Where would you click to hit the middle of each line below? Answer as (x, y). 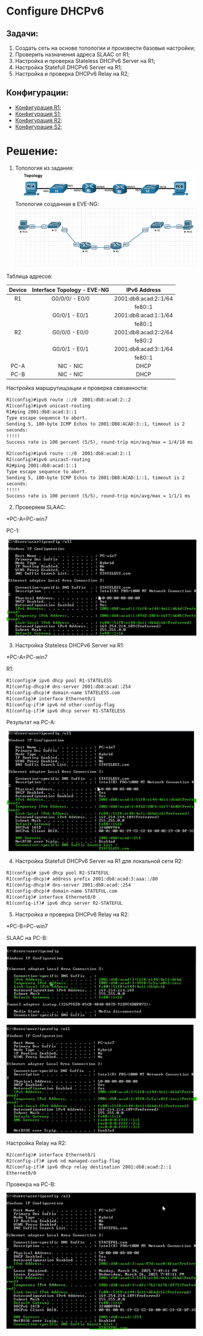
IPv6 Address (143, 289)
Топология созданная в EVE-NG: (57, 203)
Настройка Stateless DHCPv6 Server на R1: (70, 646)
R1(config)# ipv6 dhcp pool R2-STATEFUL (58, 873)
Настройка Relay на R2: (37, 1143)
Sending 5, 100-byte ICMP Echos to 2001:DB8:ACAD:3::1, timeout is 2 (96, 424)
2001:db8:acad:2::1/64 (143, 299)
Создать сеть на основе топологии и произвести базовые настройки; (105, 48)
